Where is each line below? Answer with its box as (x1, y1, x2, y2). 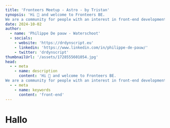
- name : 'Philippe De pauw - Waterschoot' (10, 31, 101, 36)
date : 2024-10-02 (5, 21, 42, 27)
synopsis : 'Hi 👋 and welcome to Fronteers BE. (5, 12, 105, 17)
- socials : (10, 36, 33, 41)
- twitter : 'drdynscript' (14, 50, 69, 55)
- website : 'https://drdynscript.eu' (14, 40, 94, 46)
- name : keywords (14, 87, 51, 93)
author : (5, 26, 22, 31)
